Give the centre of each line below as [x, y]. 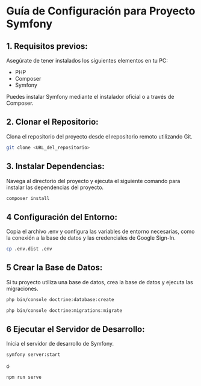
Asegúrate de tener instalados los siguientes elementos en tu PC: [87, 61]
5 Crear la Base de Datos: [54, 268]
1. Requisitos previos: [47, 46]
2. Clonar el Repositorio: [52, 122]
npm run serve [24, 378]
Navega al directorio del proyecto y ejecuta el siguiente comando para [93, 181]
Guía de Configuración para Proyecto [101, 11]
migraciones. [23, 288]
